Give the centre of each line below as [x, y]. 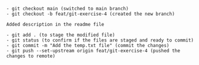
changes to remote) [31, 56]
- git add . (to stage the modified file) [61, 35]
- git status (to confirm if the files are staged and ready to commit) [100, 40]
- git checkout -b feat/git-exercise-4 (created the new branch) [90, 14]
